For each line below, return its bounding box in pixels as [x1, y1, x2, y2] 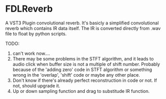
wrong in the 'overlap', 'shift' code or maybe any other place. [12, 72, 141, 78]
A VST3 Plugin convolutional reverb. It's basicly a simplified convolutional [5, 20, 159, 26]
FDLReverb [5, 3, 53, 15]
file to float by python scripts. [5, 30, 67, 37]
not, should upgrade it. [12, 82, 60, 89]
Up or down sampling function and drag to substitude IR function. [12, 88, 150, 94]
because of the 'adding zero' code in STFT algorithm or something [12, 67, 152, 73]
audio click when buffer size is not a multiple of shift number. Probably [12, 61, 160, 67]
